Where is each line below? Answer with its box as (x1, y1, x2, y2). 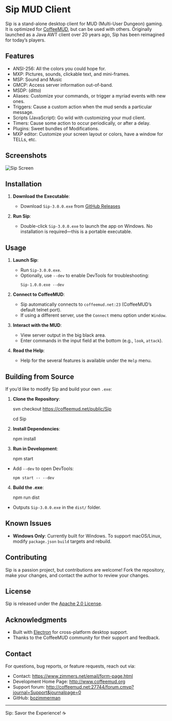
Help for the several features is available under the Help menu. (20, 358, 152, 364)
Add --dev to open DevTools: (12, 465, 74, 472)
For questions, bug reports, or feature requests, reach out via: (5, 663, 136, 669)
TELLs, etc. (12, 136, 37, 142)
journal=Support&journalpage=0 (12, 689, 81, 696)
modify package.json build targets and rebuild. (12, 538, 112, 544)
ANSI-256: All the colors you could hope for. (12, 65, 106, 71)
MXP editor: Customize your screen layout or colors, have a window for (12, 131, 163, 137)
